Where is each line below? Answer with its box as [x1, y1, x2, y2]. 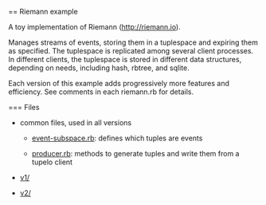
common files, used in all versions [19, 118, 132, 127]
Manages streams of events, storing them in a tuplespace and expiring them [8, 37, 259, 47]
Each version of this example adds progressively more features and [8, 79, 229, 88]
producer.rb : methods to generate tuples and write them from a [31, 149, 240, 158]
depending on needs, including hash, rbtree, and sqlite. [8, 63, 190, 73]
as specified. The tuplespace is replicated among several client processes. [8, 46, 253, 55]
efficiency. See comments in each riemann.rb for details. [8, 87, 194, 97]
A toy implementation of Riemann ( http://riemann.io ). [8, 22, 181, 31]
